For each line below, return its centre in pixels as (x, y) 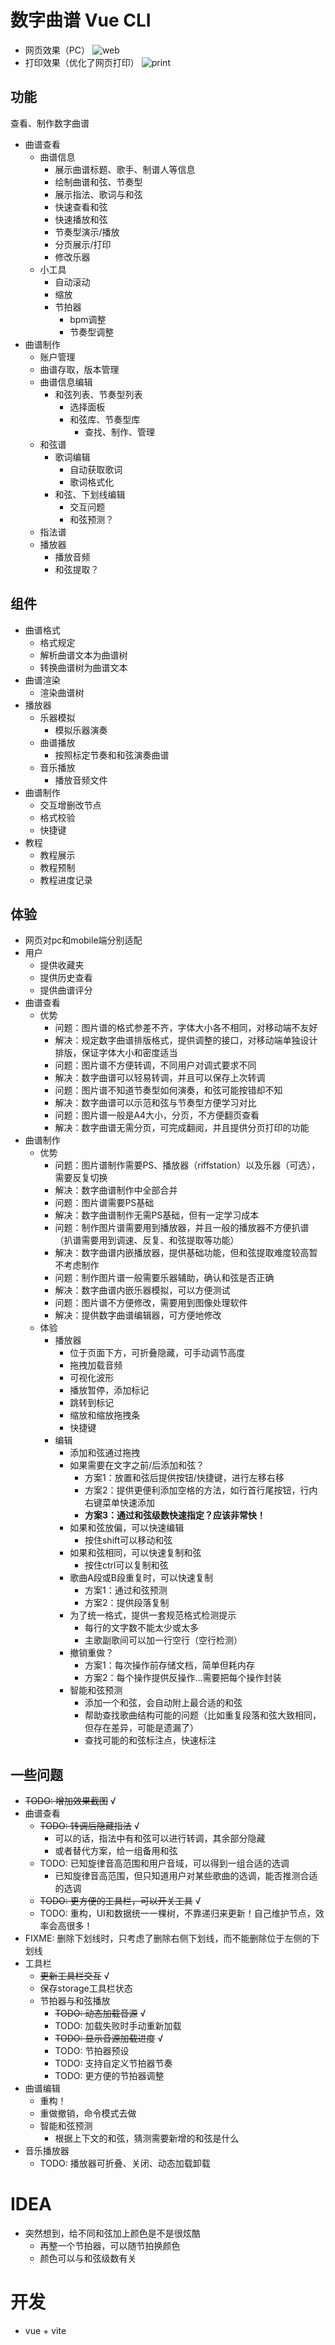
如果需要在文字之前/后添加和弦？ (137, 1465)
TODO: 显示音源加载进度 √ (109, 2038)
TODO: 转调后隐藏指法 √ (89, 1826)
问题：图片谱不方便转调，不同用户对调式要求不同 (155, 1065)
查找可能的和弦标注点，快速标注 (150, 1740)
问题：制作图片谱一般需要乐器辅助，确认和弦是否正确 (164, 1278)
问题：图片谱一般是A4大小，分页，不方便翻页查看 (157, 1115)
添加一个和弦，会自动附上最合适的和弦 (163, 1703)
